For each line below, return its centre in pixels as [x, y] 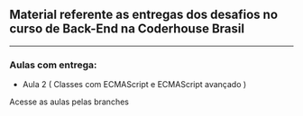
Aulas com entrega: [53, 65]
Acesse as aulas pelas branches [69, 102]
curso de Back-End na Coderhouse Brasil [127, 29]
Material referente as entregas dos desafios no [143, 15]
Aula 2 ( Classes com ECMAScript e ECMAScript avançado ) [134, 85]
